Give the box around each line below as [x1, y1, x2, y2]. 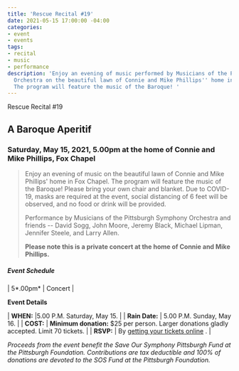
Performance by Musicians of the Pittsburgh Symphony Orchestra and [24, 213, 231, 222]
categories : [7, 23, 43, 31]
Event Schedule [7, 266, 55, 274]
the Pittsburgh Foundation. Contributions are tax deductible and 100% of [7, 348, 221, 356]
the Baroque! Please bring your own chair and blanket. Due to [24, 184, 206, 193]
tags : [7, 43, 23, 50]
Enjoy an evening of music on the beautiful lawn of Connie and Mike [24, 169, 225, 178]
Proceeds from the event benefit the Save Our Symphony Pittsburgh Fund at [7, 340, 231, 349]
